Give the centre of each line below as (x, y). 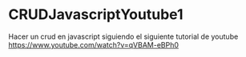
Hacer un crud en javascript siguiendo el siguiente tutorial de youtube (123, 36)
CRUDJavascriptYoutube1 (96, 15)
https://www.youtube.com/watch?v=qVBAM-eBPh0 (93, 44)
